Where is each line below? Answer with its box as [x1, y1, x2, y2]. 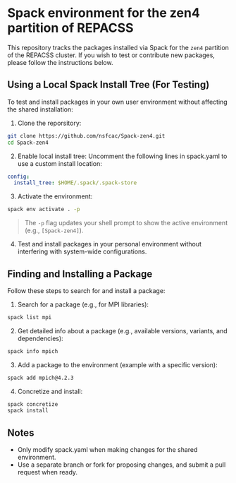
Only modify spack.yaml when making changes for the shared [17, 446, 198, 454]
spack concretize [7, 400, 58, 407]
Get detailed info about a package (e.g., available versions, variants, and [17, 326, 228, 335]
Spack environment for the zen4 [7, 5, 201, 21]
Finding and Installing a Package [7, 268, 153, 280]
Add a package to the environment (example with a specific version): [17, 360, 218, 369]
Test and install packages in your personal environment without [17, 240, 202, 249]
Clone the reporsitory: [17, 119, 82, 127]
